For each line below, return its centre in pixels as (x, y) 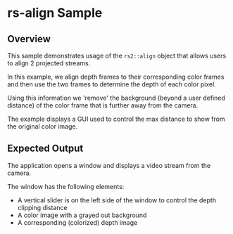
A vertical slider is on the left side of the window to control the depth (117, 200)
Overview (29, 39)
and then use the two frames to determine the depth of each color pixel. (112, 84)
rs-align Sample (55, 13)
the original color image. (43, 126)
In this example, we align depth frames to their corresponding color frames (116, 77)
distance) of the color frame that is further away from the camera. (103, 105)
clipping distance (43, 207)
